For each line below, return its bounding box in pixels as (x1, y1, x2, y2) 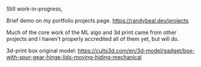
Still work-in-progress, (6, 5, 63, 12)
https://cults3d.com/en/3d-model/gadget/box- (77, 47, 195, 54)
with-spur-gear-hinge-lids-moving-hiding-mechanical (6, 54, 142, 60)
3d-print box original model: (6, 47, 77, 54)
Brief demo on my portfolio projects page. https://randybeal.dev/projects (6, 17, 189, 24)
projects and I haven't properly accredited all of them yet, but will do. (6, 35, 180, 42)
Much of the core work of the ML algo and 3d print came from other (6, 29, 177, 36)
